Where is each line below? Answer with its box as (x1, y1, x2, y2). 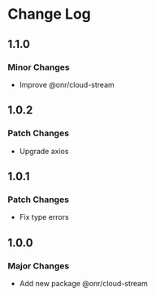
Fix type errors (19, 212, 70, 222)
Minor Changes (7, 62, 70, 73)
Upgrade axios (19, 146, 69, 156)
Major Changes (7, 260, 70, 272)
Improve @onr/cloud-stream (19, 79, 115, 89)
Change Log (7, 5, 91, 24)
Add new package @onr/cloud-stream (19, 278, 148, 288)
